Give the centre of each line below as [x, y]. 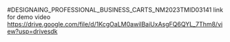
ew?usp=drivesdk [32, 31]
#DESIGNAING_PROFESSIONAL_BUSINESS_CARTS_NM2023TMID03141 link [115, 10]
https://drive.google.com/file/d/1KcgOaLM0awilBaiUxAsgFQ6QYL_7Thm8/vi [115, 24]
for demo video [29, 17]
